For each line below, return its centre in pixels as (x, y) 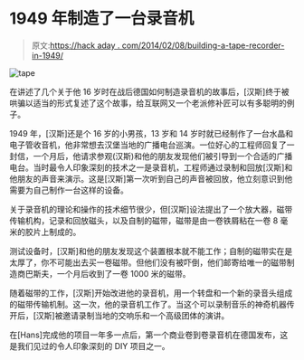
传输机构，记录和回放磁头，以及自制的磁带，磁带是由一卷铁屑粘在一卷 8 (144, 220)
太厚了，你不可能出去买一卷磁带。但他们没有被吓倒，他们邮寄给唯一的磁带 (148, 262)
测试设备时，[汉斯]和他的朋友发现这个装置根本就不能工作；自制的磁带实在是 (151, 251)
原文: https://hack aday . (76, 45)
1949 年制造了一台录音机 (102, 19)
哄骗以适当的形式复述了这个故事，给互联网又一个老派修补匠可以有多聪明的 (148, 103)
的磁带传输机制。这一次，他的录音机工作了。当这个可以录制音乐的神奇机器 (148, 304)
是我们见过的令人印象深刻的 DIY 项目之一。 (90, 346)
